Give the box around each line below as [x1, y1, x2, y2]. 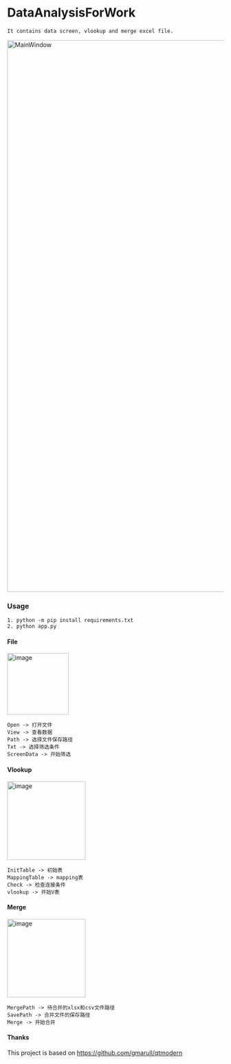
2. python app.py [7, 623, 57, 630]
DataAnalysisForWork [7, 5, 136, 21]
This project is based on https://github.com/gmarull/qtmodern [7, 1049, 183, 1057]
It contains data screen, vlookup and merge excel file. [7, 28, 174, 34]
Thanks [7, 1033, 30, 1042]
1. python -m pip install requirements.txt [7, 617, 134, 624]
